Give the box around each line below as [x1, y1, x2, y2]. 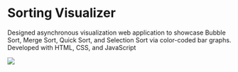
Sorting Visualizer [7, 5, 116, 21]
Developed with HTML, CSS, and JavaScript [7, 43, 136, 52]
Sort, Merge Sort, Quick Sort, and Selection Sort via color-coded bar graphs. [7, 35, 232, 44]
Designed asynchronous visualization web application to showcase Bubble [7, 28, 226, 37]
